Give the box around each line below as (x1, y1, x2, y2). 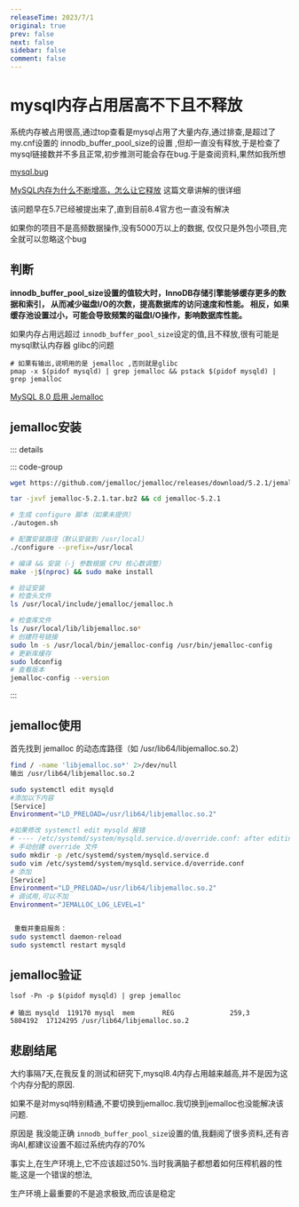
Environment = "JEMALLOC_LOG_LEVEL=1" (10, 900, 146, 909)
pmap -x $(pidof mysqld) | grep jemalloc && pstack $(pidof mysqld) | (10, 366, 277, 376)
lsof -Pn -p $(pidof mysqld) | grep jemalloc (10, 992, 181, 1001)
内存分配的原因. (17, 1079, 75, 1090)
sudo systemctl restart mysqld (10, 940, 126, 949)
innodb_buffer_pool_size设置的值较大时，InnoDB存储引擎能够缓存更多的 (10, 287, 279, 298)
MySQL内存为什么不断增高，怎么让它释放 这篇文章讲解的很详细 (10, 184, 242, 196)
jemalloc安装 (10, 420, 83, 436)
